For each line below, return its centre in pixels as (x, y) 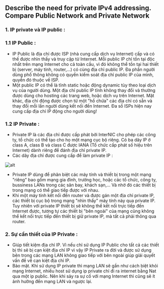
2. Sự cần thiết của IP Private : (41, 234)
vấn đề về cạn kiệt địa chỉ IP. (41, 260)
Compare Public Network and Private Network (77, 16)
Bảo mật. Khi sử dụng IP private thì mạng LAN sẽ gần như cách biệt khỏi (85, 266)
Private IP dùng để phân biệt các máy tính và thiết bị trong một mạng (82, 174)
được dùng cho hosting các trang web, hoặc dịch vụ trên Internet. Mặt (83, 95)
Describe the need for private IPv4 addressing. (78, 8)
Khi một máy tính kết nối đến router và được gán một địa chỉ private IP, (83, 195)
